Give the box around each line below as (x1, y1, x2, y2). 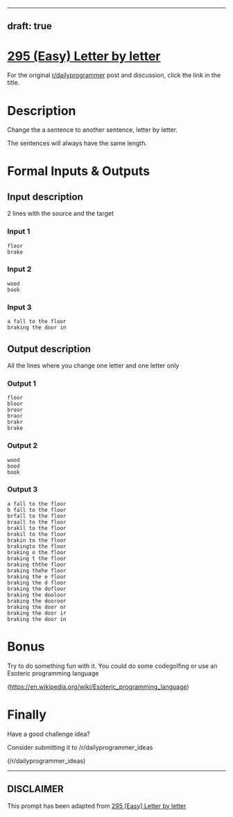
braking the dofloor (7, 585, 67, 592)
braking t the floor (7, 555, 67, 562)
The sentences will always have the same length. (7, 139, 148, 148)
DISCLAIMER (7, 783, 64, 795)
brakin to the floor (7, 537, 67, 544)
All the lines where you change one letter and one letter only (7, 361, 180, 370)
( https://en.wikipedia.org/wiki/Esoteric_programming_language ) (7, 682, 189, 691)
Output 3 (7, 485, 38, 495)
